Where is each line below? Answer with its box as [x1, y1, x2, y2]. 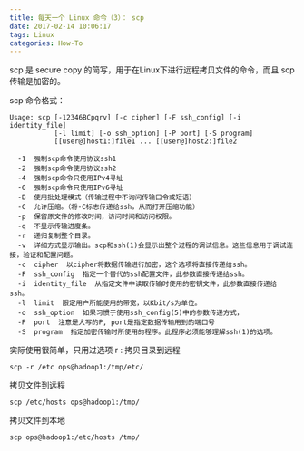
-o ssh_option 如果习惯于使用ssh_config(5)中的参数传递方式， [17, 309, 244, 318]
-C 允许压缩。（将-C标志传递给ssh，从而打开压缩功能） [17, 203, 200, 212]
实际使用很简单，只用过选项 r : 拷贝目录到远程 [9, 345, 181, 356]
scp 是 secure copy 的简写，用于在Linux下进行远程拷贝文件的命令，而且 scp [9, 64, 295, 75]
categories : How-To [9, 38, 83, 48]
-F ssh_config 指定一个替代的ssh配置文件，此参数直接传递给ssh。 [17, 270, 250, 279]
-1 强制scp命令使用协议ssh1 [17, 155, 117, 164]
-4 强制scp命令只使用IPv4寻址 [17, 174, 124, 183]
